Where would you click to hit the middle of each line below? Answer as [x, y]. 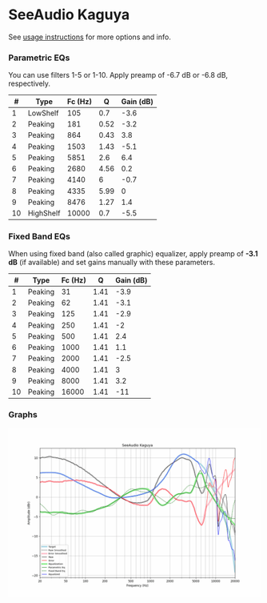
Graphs [23, 415]
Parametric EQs [39, 58]
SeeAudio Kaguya [69, 15]
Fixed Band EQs [39, 236]
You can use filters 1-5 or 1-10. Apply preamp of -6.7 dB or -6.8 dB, [118, 75]
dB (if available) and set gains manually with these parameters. [112, 263]
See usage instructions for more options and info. [90, 37]
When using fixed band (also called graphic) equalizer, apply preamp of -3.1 [133, 254]
